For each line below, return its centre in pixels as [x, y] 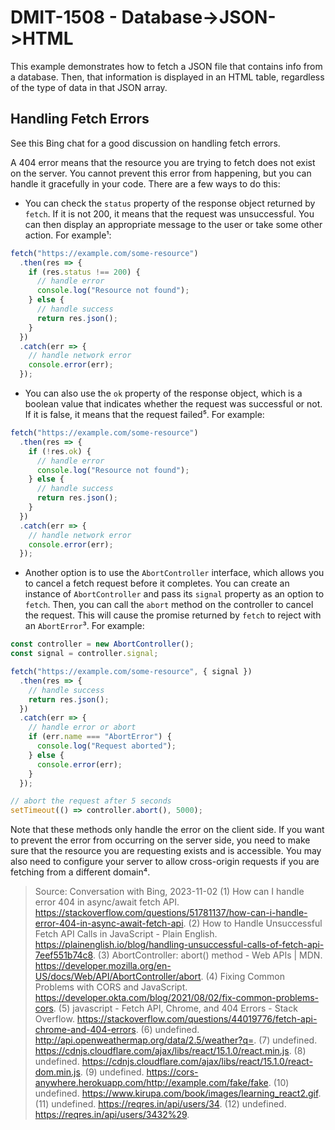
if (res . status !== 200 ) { [84, 272]
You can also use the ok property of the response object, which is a [163, 393]
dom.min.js [57, 1072]
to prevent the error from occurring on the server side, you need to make [160, 840]
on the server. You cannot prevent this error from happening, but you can [161, 173]
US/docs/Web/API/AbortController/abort [118, 977]
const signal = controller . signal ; [84, 654]
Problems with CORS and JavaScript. [111, 987]
